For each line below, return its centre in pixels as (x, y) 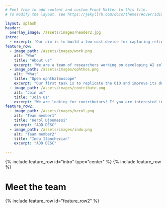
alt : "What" (26, 74)
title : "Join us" (32, 97)
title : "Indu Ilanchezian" (42, 139)
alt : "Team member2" (35, 134)
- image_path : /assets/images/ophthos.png (54, 69)
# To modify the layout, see (35, 14)
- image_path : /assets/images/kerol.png (52, 111)
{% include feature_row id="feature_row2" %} (52, 201)
